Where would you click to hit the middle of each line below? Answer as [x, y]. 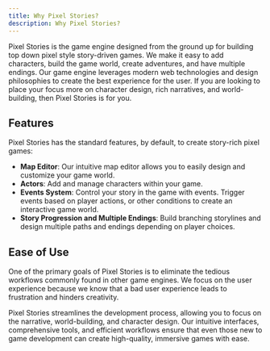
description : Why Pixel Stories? [64, 23]
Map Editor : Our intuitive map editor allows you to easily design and [133, 167]
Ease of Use [39, 252]
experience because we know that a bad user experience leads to [118, 289]
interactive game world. [59, 210]
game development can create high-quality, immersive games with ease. [129, 339]
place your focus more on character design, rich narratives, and [114, 89]
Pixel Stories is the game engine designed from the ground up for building [131, 46]
